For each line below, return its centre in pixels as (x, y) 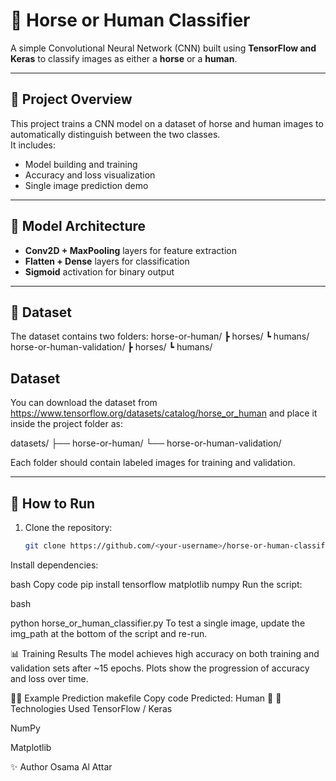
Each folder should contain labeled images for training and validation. (153, 463)
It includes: (33, 145)
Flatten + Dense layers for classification (107, 261)
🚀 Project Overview (71, 99)
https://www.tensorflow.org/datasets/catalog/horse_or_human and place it (164, 413)
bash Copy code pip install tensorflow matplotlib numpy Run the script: (156, 584)
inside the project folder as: (66, 424)
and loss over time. (49, 678)
